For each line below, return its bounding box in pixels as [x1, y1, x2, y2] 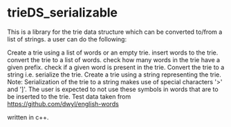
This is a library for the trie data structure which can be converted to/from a [7, 28, 223, 36]
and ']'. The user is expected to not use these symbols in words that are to [7, 85, 219, 93]
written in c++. [7, 113, 49, 121]
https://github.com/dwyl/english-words [7, 99, 119, 108]
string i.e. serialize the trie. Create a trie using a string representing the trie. [7, 70, 221, 79]
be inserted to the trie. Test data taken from [7, 92, 131, 101]
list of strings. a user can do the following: [7, 35, 127, 43]
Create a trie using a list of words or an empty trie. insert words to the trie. [7, 48, 219, 57]
